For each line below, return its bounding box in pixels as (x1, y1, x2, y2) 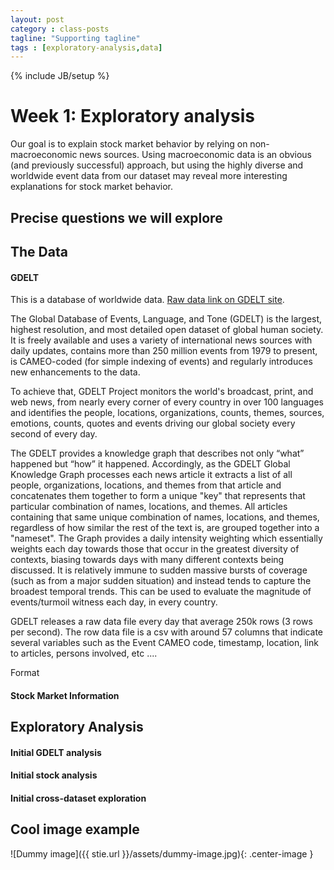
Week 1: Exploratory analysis (10, 105, 255, 128)
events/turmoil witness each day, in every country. (10, 596, 218, 608)
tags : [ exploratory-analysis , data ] (10, 42, 163, 53)
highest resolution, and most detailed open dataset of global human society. (10, 324, 324, 336)
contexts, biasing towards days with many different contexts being (10, 554, 285, 566)
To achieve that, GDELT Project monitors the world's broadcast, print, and (10, 386, 314, 398)
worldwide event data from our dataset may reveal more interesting (10, 170, 288, 182)
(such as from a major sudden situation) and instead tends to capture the (10, 575, 312, 587)
